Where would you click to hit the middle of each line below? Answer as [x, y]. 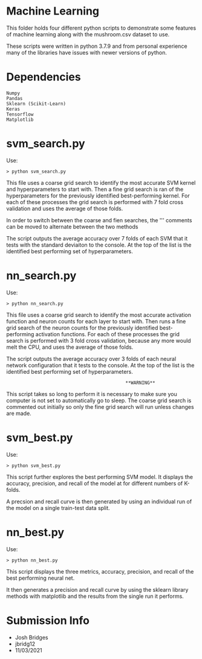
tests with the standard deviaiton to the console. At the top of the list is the [99, 245]
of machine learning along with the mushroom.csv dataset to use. [88, 34]
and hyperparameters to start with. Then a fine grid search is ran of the [95, 189]
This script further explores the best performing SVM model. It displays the [100, 477]
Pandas [15, 98]
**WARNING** [140, 383]
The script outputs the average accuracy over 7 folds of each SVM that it [97, 238]
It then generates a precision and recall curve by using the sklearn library [97, 589]
